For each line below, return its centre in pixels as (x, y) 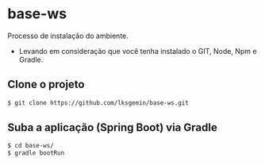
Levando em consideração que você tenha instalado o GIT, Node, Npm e (138, 51)
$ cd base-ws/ (31, 146)
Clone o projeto (46, 84)
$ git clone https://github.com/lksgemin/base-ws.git (98, 103)
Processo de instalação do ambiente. (68, 36)
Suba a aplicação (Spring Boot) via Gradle (112, 128)
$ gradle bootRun (36, 153)
